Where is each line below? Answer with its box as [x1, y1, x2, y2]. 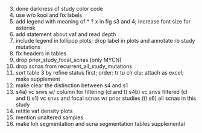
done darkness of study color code [15, 5, 103, 12]
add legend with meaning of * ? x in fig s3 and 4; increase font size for [15, 18, 191, 25]
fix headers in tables [15, 50, 67, 57]
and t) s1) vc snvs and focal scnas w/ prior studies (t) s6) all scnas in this [15, 94, 197, 102]
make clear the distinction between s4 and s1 [15, 82, 128, 89]
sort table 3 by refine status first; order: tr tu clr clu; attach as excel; [15, 69, 184, 76]
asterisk [15, 24, 36, 31]
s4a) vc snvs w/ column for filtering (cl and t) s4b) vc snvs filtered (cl [15, 88, 188, 95]
